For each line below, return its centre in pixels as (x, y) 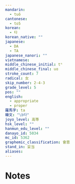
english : (14, 96)
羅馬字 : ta (15, 110)
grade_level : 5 (21, 87)
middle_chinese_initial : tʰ (34, 64)
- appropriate (24, 101)
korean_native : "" (24, 37)
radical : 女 (17, 78)
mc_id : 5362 (17, 138)
